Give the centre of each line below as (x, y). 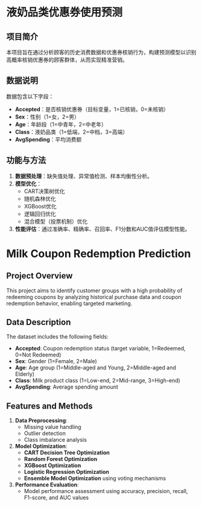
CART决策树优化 (44, 191)
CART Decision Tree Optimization (67, 453)
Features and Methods (49, 406)
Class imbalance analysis (55, 440)
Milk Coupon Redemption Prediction (99, 253)
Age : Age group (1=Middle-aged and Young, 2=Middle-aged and (95, 368)
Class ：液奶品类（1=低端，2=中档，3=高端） (71, 132)
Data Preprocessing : (41, 421)
